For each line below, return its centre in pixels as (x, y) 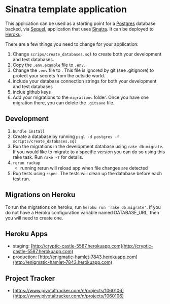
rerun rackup (26, 163)
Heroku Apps (27, 233)
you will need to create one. (34, 218)
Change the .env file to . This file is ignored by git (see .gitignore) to (83, 70)
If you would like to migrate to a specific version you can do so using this (89, 152)
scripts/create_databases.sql (45, 141)
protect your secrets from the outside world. (59, 75)
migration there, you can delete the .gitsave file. (63, 102)
